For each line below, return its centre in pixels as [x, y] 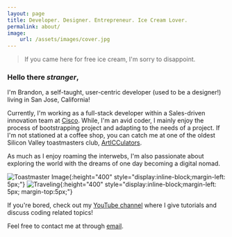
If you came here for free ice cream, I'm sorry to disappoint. [110, 59]
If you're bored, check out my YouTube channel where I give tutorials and [112, 205]
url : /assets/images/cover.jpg [65, 40]
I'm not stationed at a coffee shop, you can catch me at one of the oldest [111, 136]
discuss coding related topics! [50, 213]
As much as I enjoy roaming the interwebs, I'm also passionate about [106, 156]
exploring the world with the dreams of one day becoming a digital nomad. [114, 163]
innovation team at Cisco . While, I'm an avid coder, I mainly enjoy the [106, 121]
